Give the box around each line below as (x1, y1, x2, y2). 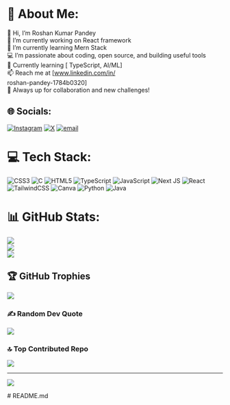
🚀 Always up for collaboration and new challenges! (7, 86, 151, 94)
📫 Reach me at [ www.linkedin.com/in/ (7, 69, 116, 77)
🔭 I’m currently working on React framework (7, 36, 131, 44)
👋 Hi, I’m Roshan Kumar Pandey (7, 29, 97, 37)
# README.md (7, 392, 49, 400)
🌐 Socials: (7, 106, 52, 117)
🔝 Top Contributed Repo (7, 344, 89, 354)
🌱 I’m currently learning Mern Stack (7, 43, 107, 51)
